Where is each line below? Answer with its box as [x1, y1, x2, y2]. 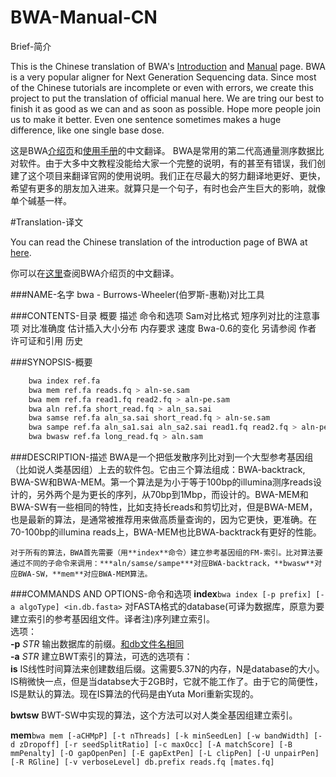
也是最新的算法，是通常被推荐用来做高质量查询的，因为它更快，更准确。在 [10, 514, 317, 526]
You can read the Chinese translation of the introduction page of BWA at [10, 236, 308, 248]
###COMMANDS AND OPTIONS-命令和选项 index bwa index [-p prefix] [10, 588, 312, 600]
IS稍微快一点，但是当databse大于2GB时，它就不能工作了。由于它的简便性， [10, 676, 323, 688]
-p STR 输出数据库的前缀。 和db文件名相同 [10, 638, 185, 650]
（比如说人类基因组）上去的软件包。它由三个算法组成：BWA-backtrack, [10, 464, 306, 476]
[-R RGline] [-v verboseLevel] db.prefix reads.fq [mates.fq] [10, 757, 275, 768]
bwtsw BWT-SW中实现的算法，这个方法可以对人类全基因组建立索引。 [10, 709, 298, 721]
